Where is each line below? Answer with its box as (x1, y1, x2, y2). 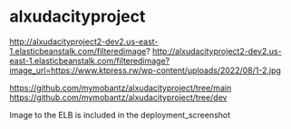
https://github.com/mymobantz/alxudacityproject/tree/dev (9, 92, 228, 103)
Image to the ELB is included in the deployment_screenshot (9, 109, 231, 120)
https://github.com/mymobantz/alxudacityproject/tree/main (9, 82, 232, 93)
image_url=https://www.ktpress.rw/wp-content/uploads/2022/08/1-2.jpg (9, 65, 281, 76)
